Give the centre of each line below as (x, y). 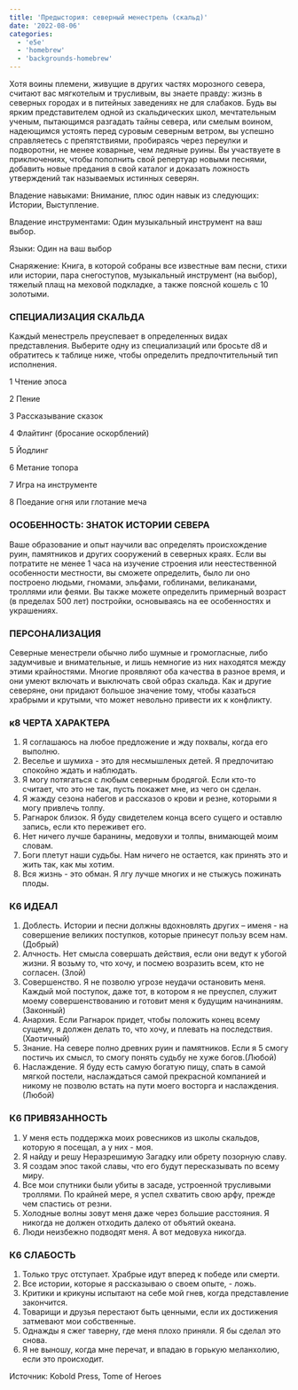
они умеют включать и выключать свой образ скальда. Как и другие (141, 680)
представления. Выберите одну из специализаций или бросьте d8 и (138, 346)
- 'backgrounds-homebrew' (65, 59)
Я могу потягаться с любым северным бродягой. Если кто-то (139, 780)
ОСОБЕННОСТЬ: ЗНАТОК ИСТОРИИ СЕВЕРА (110, 525)
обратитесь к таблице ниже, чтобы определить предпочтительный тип (144, 355)
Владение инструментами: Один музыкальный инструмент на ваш (136, 222)
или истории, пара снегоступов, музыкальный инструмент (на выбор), (143, 275)
